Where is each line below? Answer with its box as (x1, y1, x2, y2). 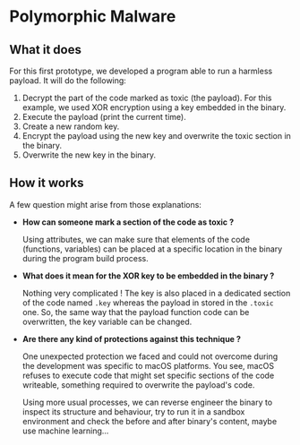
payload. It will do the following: (9, 75, 127, 86)
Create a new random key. (21, 121, 120, 132)
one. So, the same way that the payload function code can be (21, 306, 250, 317)
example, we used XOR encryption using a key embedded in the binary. (21, 102, 287, 113)
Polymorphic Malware (9, 6, 176, 27)
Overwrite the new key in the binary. (21, 150, 157, 160)
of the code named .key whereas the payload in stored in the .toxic (21, 297, 275, 308)
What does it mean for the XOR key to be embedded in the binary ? (21, 270, 275, 281)
